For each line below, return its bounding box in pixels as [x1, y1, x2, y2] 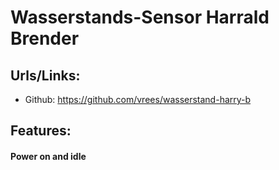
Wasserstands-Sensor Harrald [10, 6, 270, 29]
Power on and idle [10, 150, 87, 162]
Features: [10, 122, 72, 140]
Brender [10, 27, 80, 50]
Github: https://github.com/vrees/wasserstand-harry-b [24, 94, 252, 105]
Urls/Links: [10, 67, 81, 84]
